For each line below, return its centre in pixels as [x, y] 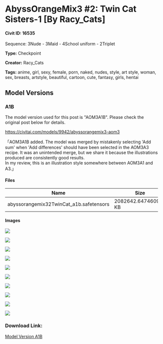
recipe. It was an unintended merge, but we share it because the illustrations [81, 153]
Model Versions [29, 93]
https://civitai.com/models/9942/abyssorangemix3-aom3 [62, 132]
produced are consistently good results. [45, 158]
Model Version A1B [24, 336]
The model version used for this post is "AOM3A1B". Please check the [74, 117]
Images [13, 220]
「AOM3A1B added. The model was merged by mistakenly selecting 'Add [78, 142]
